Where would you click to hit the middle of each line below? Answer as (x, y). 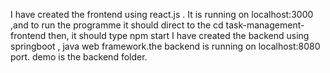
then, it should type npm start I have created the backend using (179, 35)
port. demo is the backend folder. (79, 57)
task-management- (265, 25)
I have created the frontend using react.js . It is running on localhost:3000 (162, 14)
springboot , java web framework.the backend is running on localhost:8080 (165, 46)
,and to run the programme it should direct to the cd (117, 25)
